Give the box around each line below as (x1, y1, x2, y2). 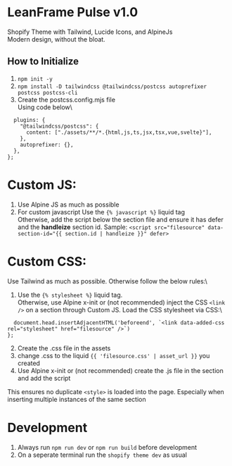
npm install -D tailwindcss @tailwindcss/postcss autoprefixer (17, 82, 207, 90)
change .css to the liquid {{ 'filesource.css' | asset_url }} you (17, 351, 210, 360)
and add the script (17, 374, 71, 382)
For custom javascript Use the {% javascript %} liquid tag (17, 207, 185, 216)
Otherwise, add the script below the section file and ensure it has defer (17, 215, 224, 223)
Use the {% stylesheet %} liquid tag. (17, 290, 123, 299)
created (17, 359, 41, 367)
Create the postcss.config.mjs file (17, 95, 116, 104)
